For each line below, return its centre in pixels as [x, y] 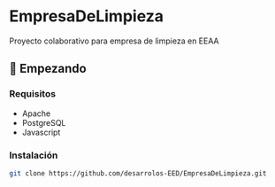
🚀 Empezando [48, 69]
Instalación [34, 155]
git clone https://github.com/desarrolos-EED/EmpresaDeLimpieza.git [138, 173]
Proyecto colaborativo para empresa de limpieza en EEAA [114, 41]
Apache [36, 113]
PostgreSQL [44, 122]
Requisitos [32, 94]
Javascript [41, 132]
